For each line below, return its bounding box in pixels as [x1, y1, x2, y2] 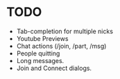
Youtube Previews [16, 34, 69, 42]
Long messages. [16, 56, 65, 64]
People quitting [16, 49, 60, 58]
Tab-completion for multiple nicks [16, 27, 114, 35]
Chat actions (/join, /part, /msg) [16, 42, 107, 50]
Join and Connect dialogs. [16, 64, 92, 72]
